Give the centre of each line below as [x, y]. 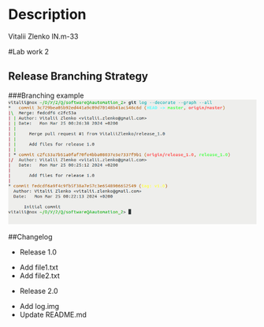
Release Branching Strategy [78, 76]
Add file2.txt [40, 276]
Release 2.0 [39, 291]
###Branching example [46, 95]
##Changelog [30, 237]
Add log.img [39, 307]
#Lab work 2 [29, 51]
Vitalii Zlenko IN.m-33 [43, 36]
